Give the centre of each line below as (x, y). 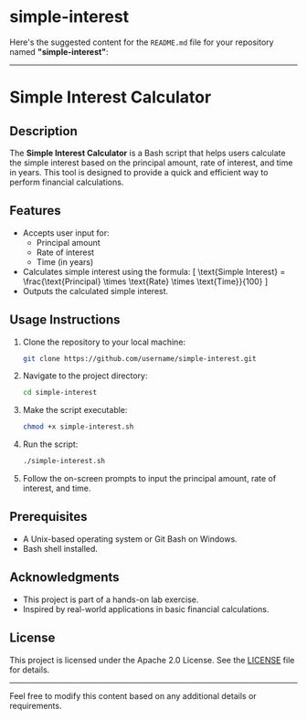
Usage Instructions (65, 320)
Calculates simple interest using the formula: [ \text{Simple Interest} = (154, 271)
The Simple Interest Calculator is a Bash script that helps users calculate (148, 153)
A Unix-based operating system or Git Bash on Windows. (130, 539)
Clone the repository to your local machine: (104, 342)
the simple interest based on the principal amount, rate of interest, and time (151, 163)
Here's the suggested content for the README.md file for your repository (142, 42)
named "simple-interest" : (59, 51)
